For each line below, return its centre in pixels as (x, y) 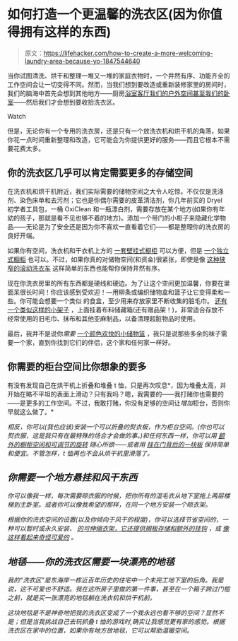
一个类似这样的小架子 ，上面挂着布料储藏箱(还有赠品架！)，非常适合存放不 (116, 310)
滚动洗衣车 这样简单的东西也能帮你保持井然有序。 (91, 268)
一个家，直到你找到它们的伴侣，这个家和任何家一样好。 (94, 342)
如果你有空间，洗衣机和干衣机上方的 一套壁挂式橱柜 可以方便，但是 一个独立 (118, 250)
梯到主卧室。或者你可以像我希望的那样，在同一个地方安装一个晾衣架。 (109, 505)
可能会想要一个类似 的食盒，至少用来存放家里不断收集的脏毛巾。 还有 (126, 300)
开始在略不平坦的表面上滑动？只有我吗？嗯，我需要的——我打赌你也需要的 (115, 394)
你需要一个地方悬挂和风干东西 (72, 477)
